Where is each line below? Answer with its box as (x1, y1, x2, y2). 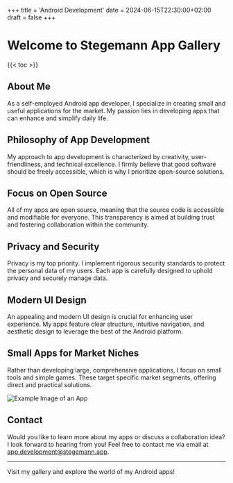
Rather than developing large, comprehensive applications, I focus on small (7, 366, 222, 374)
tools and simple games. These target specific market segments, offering (7, 373, 216, 382)
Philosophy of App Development (7, 134, 150, 146)
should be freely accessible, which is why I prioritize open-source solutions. (7, 167, 225, 176)
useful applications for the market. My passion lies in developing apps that (7, 106, 220, 115)
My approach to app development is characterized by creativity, (7, 152, 190, 161)
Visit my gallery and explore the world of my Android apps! (7, 467, 175, 475)
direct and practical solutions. (7, 380, 92, 388)
